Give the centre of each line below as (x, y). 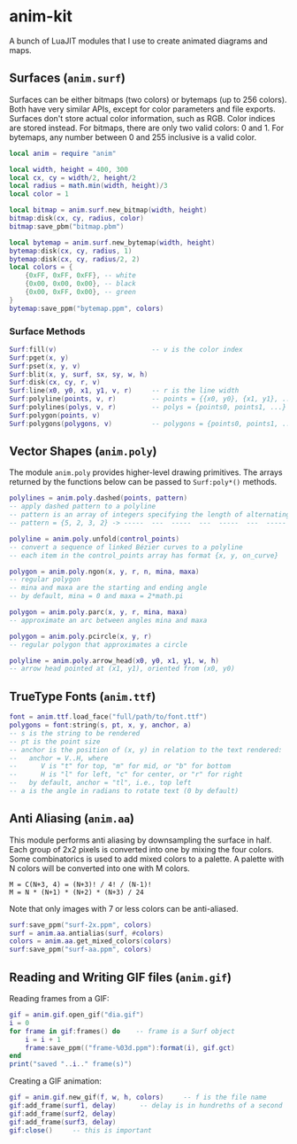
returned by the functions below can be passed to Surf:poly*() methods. (143, 482)
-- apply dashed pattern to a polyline (83, 507)
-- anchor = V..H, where (59, 758)
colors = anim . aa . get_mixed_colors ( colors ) (91, 941)
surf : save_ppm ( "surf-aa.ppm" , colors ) (80, 950)
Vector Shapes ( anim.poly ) (83, 451)
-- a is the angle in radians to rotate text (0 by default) (124, 791)
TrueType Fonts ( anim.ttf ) (83, 696)
